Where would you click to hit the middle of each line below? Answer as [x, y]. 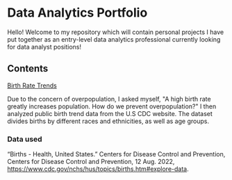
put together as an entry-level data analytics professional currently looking [114, 39]
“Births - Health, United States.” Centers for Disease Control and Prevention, [116, 154]
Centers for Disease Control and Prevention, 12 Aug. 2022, [91, 162]
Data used [25, 139]
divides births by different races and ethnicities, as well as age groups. [108, 121]
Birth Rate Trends [32, 85]
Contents [28, 68]
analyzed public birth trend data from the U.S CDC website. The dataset [110, 113]
